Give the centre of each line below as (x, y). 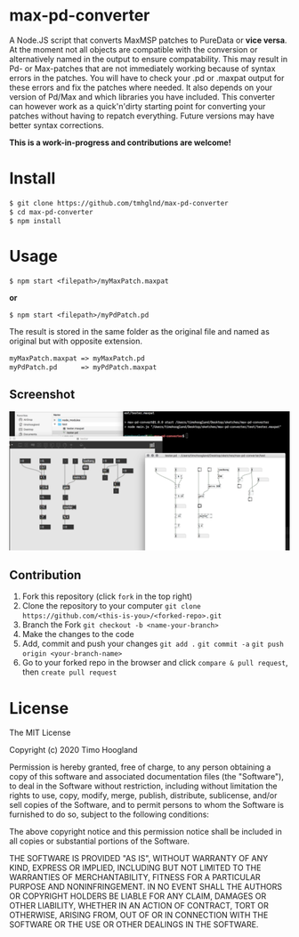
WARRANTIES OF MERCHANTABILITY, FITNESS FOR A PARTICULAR (135, 877)
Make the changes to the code (78, 634)
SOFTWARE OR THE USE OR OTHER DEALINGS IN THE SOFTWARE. (134, 925)
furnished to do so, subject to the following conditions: (109, 814)
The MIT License (40, 733)
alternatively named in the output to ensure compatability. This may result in (148, 59)
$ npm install (36, 221)
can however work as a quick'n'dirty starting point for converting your (137, 106)
